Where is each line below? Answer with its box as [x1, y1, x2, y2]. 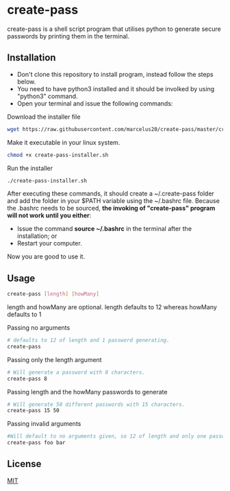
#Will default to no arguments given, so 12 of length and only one [7, 433, 207, 440]
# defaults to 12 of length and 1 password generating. [7, 337, 170, 344]
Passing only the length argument [7, 355, 102, 363]
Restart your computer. [16, 239, 82, 248]
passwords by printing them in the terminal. [7, 32, 130, 40]
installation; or [16, 232, 57, 240]
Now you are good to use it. [7, 252, 86, 261]
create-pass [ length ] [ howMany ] [7, 291, 99, 298]
